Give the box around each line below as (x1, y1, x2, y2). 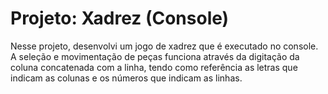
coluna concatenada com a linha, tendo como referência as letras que (10, 61, 298, 73)
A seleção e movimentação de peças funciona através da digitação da (10, 50, 300, 62)
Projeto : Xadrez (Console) (10, 7, 230, 30)
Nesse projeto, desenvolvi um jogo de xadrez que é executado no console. (10, 40, 319, 52)
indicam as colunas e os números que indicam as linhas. (10, 72, 243, 84)
